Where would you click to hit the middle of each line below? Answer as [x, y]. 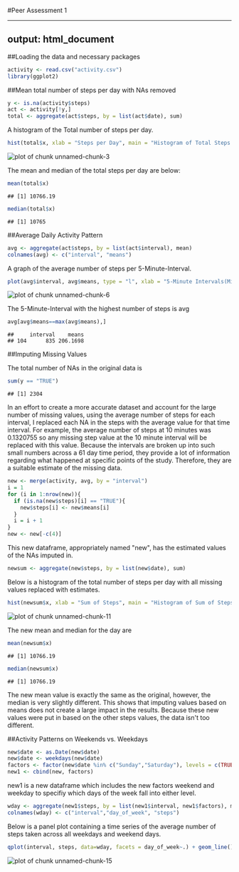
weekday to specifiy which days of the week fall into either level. [102, 793]
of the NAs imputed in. [40, 555]
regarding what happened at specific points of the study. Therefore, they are [119, 460]
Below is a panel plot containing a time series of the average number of [112, 826]
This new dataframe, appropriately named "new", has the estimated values [117, 548]
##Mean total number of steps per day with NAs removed [92, 90]
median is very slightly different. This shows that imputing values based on [117, 702]
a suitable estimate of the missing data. [65, 468]
